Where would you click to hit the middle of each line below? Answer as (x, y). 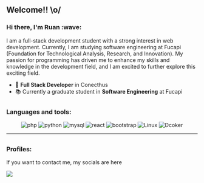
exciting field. (23, 73)
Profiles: (19, 149)
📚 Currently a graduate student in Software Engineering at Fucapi (99, 91)
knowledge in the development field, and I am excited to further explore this (101, 66)
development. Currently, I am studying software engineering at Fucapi (93, 47)
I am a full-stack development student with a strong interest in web (90, 40)
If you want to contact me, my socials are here (64, 162)
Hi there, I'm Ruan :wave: (44, 27)
